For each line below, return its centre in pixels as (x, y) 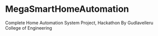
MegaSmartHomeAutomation (67, 9)
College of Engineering (29, 28)
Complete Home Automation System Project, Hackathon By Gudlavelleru (79, 23)
